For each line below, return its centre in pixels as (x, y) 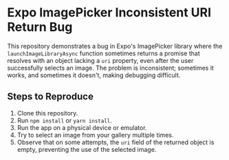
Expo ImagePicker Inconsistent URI (109, 13)
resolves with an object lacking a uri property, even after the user (100, 60)
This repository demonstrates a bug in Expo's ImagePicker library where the (115, 46)
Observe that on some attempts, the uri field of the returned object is (116, 142)
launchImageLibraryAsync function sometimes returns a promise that (104, 53)
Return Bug (40, 27)
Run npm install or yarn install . (64, 120)
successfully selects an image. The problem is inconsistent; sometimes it (111, 68)
